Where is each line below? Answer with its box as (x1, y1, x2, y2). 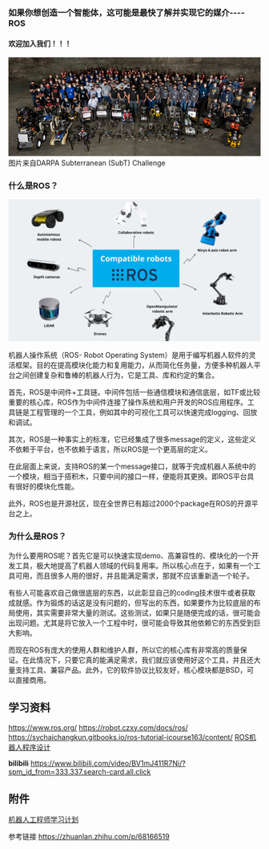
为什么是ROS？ (8, 531, 66, 542)
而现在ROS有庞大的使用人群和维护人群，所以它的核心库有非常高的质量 (8, 644, 240, 655)
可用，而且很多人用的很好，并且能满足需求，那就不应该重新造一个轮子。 (14, 571, 254, 580)
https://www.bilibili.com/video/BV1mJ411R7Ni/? (30, 758, 186, 768)
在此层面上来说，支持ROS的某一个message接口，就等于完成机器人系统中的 (8, 461, 256, 471)
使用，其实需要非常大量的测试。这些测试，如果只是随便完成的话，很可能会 (14, 607, 261, 617)
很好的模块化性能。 (14, 481, 78, 491)
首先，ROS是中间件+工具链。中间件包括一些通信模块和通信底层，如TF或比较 (8, 388, 261, 397)
